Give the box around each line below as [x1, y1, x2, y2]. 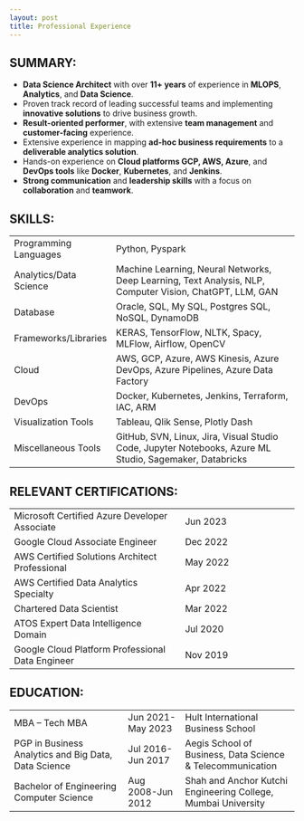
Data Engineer [14, 654, 75, 666]
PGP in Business [14, 737, 84, 749]
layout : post [9, 13, 59, 23]
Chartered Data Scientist [14, 602, 119, 615]
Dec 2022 [185, 535, 229, 548]
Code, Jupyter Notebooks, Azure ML [116, 442, 271, 454]
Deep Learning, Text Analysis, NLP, [116, 274, 265, 287]
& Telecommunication [185, 759, 278, 772]
